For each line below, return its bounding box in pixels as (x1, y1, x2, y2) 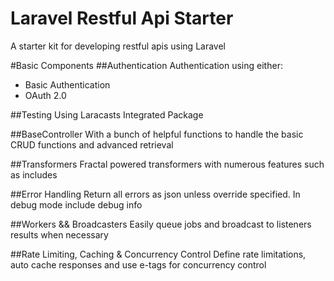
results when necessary (10, 228, 109, 241)
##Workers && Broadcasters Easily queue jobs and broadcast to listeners (10, 218, 312, 230)
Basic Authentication (24, 78, 111, 91)
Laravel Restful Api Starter (10, 7, 234, 30)
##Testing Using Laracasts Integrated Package (10, 108, 204, 121)
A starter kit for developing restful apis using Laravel (10, 40, 226, 52)
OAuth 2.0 (24, 89, 67, 101)
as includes (10, 168, 58, 181)
